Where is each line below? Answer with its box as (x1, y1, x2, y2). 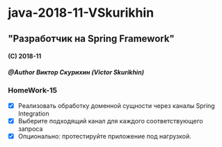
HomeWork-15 (8, 86, 58, 95)
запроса (17, 124, 43, 133)
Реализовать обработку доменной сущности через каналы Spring (17, 101, 215, 109)
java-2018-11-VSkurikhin (8, 5, 154, 21)
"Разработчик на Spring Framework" (8, 33, 175, 45)
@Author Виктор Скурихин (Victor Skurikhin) (8, 68, 145, 76)
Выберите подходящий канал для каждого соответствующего (17, 116, 204, 125)
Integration (17, 109, 49, 118)
